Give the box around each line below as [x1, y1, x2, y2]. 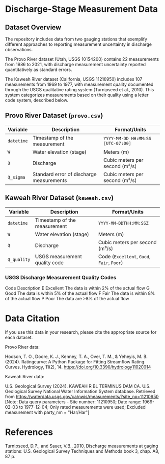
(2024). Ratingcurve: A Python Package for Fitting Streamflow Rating [5, 358, 145, 364]
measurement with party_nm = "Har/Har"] [5, 409, 90, 415]
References [5, 427, 53, 438]
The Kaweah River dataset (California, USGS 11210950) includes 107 [5, 76, 142, 82]
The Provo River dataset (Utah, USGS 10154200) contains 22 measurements [5, 56, 159, 62]
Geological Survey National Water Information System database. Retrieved [5, 388, 156, 394]
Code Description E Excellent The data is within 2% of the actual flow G [5, 285, 150, 291]
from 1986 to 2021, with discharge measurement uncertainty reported [5, 62, 146, 67]
